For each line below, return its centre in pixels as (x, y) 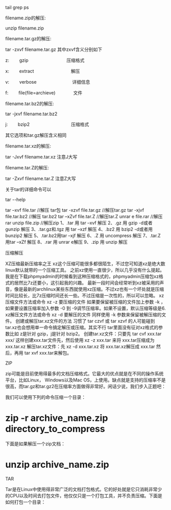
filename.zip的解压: (26, 18)
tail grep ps (17, 7)
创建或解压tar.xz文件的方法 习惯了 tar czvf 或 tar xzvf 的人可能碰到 (85, 321)
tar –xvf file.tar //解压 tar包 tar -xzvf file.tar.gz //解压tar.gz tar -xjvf (75, 210)
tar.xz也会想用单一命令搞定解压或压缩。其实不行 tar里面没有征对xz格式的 (82, 327)
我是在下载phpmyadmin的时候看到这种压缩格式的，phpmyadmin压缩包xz (82, 276)
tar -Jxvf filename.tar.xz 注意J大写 (41, 157)
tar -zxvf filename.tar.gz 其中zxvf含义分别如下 (54, 49)
